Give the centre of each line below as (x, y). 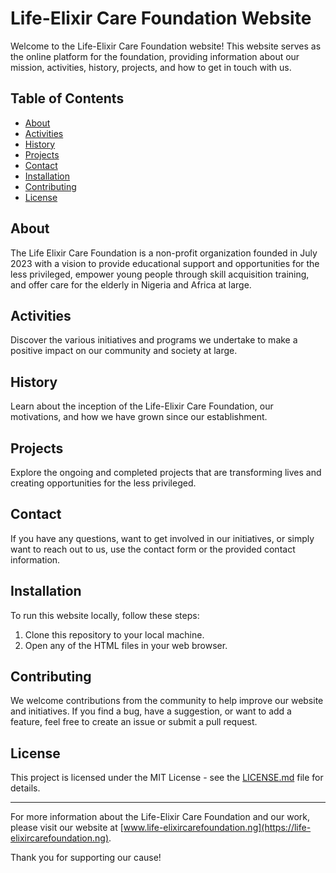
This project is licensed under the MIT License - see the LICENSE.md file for (167, 778)
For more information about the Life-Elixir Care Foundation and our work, (160, 817)
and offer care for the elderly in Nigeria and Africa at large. (131, 284)
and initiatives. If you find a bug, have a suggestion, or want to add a (151, 711)
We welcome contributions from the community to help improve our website (167, 701)
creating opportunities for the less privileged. (103, 483)
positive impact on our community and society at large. (124, 351)
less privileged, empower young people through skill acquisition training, (160, 274)
